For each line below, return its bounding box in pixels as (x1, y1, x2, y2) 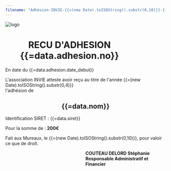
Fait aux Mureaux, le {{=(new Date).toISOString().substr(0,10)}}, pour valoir (5, 135, 162, 141)
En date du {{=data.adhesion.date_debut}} (5, 66, 94, 73)
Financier (85, 161, 106, 167)
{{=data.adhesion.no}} (20, 50, 120, 61)
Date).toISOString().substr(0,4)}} (5, 82, 74, 88)
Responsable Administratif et (85, 156, 149, 162)
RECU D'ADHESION (28, 39, 111, 51)
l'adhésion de (5, 87, 34, 93)
